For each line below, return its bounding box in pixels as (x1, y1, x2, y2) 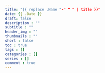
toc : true (5, 43, 27, 48)
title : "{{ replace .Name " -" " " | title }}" (5, 7, 101, 12)
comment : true (5, 61, 36, 65)
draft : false (5, 16, 31, 21)
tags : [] (5, 47, 25, 52)
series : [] (5, 56, 29, 61)
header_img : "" (5, 29, 38, 34)
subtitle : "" (5, 25, 34, 30)
